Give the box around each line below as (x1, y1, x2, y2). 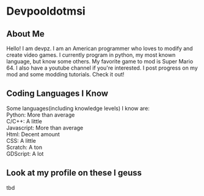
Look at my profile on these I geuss (6, 168, 142, 178)
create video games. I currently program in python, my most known (6, 51, 176, 59)
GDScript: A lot (6, 150, 44, 157)
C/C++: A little (6, 117, 43, 125)
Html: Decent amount (6, 130, 60, 138)
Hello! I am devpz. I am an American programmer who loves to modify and (6, 45, 194, 52)
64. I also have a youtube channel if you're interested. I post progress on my (6, 64, 199, 71)
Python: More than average (6, 111, 75, 118)
